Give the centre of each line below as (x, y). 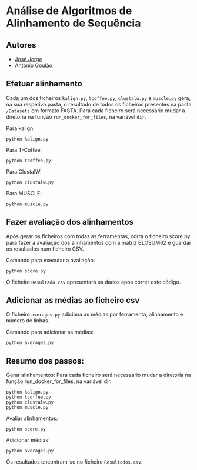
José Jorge (28, 59)
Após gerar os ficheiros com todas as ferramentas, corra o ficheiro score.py (98, 236)
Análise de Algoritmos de (69, 11)
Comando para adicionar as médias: (50, 332)
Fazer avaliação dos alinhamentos (70, 222)
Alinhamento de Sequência (74, 23)
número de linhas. (28, 321)
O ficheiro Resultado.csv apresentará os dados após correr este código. (94, 282)
